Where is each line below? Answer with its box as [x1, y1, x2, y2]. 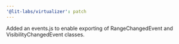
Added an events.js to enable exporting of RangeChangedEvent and [6, 25, 173, 32]
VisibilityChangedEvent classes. [6, 31, 85, 38]
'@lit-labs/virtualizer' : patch [6, 8, 87, 15]
